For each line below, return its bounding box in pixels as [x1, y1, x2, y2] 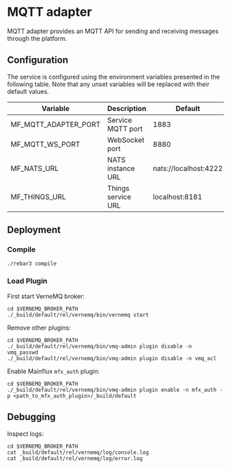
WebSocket [107, 135, 144, 145]
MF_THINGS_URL [10, 192, 67, 201]
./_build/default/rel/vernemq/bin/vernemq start [7, 311, 149, 318]
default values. [7, 87, 49, 95]
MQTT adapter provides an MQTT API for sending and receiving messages [7, 27, 219, 35]
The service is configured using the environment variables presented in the [7, 72, 220, 81]
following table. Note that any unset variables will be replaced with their [7, 80, 210, 88]
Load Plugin [7, 277, 48, 286]
